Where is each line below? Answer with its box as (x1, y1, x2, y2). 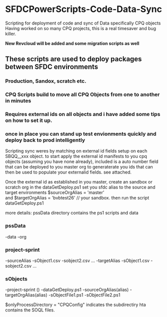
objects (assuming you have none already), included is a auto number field (5, 158, 159, 164)
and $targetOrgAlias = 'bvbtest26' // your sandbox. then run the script (5, 195, 150, 201)
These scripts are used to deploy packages (5, 55, 142, 63)
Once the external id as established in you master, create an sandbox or (5, 179, 153, 185)
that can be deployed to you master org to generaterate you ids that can (5, 164, 153, 170)
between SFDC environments (5, 62, 98, 71)
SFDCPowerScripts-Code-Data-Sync (5, 3, 162, 15)
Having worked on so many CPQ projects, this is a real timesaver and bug (5, 25, 156, 31)
